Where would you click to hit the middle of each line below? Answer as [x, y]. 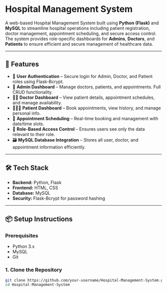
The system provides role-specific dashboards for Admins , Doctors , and [80, 39]
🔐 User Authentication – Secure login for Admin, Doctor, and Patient [83, 76]
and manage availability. [37, 102]
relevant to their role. [34, 134]
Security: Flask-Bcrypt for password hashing [59, 198]
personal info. [26, 113]
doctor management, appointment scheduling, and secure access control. [81, 33]
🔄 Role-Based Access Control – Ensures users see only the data [79, 129]
